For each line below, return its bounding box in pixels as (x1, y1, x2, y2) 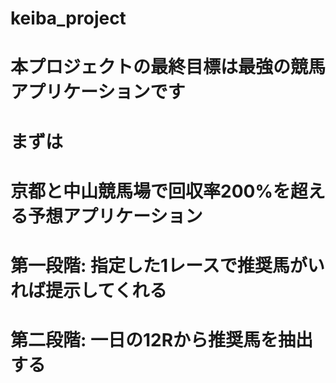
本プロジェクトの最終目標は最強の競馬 (10, 56, 327, 79)
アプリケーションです (10, 81, 186, 104)
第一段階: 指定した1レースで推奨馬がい (10, 254, 325, 277)
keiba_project (10, 7, 127, 30)
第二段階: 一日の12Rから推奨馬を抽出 (10, 329, 314, 352)
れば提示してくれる (10, 279, 168, 302)
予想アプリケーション (28, 205, 203, 227)
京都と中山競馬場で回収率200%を (10, 180, 291, 202)
